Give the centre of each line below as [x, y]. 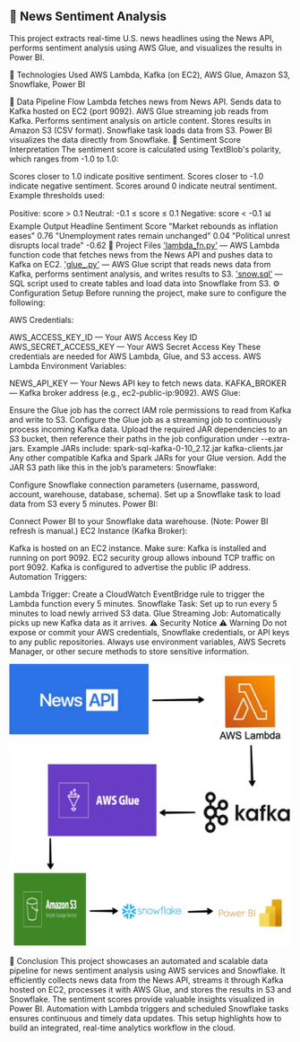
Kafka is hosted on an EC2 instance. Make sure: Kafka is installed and [138, 547]
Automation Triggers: [48, 576]
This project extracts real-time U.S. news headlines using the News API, [142, 38]
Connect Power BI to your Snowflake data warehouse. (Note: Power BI [139, 521]
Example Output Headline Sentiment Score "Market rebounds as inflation [144, 226]
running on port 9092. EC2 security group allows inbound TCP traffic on [142, 557]
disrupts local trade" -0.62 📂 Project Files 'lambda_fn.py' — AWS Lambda [145, 245]
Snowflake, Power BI [47, 84]
